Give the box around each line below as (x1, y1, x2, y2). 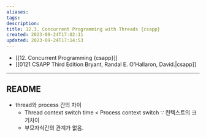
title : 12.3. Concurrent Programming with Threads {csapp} (6, 26, 161, 32)
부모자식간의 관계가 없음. (24, 124, 84, 131)
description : (6, 20, 40, 26)
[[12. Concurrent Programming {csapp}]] (15, 54, 118, 61)
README (6, 84, 41, 95)
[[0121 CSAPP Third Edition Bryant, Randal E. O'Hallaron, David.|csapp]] (15, 61, 197, 68)
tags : (6, 15, 20, 21)
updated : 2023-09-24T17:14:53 (6, 37, 84, 43)
